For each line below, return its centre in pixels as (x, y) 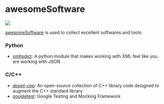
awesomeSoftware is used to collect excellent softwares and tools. (74, 32)
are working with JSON (36, 61)
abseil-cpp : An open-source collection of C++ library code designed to (85, 85)
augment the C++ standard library (47, 90)
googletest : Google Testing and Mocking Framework (66, 96)
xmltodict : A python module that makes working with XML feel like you (85, 56)
